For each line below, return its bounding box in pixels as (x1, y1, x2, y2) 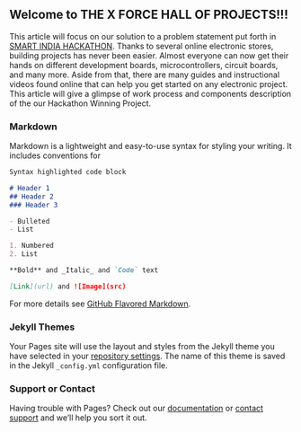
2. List (9, 250, 39, 259)
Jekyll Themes (9, 321, 75, 333)
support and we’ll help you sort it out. (9, 412, 147, 423)
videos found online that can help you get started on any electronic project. (9, 78, 288, 89)
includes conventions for (9, 150, 102, 161)
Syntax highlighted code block (9, 168, 127, 177)
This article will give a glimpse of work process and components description (9, 88, 292, 99)
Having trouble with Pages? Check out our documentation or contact (9, 403, 263, 414)
